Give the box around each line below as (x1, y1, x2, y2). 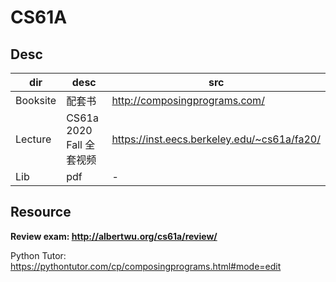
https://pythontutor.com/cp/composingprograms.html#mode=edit (10, 260, 282, 272)
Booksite (15, 94, 57, 107)
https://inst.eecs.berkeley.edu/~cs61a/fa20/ (111, 132, 321, 146)
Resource (10, 204, 72, 221)
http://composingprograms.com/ (111, 94, 265, 107)
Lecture (15, 132, 52, 146)
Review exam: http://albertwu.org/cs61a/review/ (10, 230, 218, 242)
